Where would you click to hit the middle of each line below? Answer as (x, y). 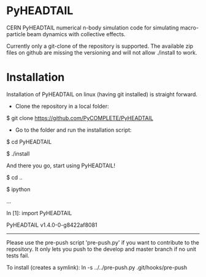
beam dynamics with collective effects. (76, 34)
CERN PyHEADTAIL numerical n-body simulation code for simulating (93, 28)
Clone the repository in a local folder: (62, 106)
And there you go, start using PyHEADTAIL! (61, 165)
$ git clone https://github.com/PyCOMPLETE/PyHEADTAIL (80, 118)
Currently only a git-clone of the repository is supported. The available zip (100, 46)
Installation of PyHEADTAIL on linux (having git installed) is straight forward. (102, 94)
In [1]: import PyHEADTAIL (39, 213)
